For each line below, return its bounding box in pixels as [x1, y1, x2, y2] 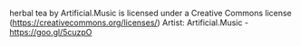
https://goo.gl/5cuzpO [9, 27, 92, 37]
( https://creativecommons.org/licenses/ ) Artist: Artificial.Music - [9, 17, 249, 28]
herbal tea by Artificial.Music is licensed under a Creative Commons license [9, 8, 292, 18]
